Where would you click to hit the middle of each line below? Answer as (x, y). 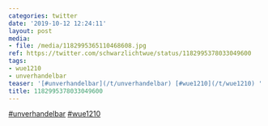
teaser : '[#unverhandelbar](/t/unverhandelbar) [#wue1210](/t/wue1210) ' (136, 83)
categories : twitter (43, 16)
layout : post (30, 31)
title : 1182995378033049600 (56, 91)
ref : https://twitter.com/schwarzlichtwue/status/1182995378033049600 (130, 53)
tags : (17, 61)
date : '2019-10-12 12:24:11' (57, 23)
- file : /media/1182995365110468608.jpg (78, 46)
